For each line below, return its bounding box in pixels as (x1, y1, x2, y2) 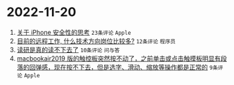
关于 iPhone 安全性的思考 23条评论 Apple (16, 28, 131, 36)
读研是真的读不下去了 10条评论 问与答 (16, 45, 120, 54)
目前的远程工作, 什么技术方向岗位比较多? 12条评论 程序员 (16, 36, 176, 45)
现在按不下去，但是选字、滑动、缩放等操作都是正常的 (53, 63, 208, 71)
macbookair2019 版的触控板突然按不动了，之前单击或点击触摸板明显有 (16, 54, 221, 63)
